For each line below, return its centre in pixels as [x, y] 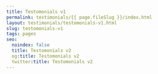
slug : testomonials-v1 [35, 28]
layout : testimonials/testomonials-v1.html [62, 23]
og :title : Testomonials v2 [46, 56]
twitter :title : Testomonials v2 [52, 61]
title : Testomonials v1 [36, 12]
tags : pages [21, 34]
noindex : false [31, 45]
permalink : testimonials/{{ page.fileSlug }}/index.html [79, 17]
